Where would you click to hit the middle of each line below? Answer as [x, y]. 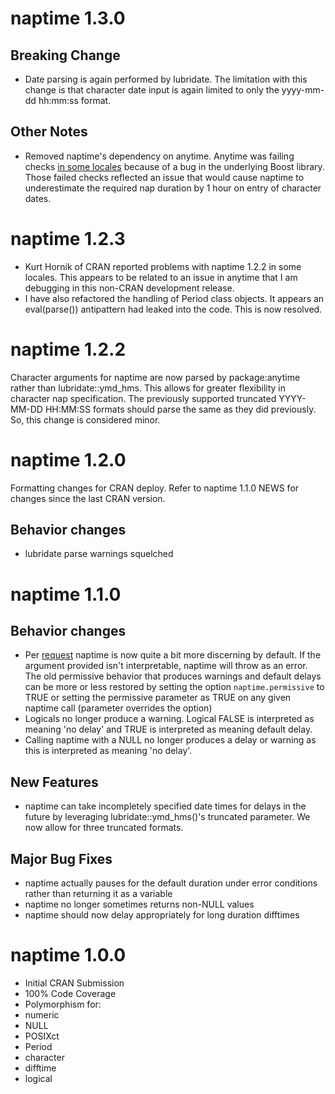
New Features [54, 782]
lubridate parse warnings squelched [99, 554]
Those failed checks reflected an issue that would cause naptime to [164, 177]
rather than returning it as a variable [98, 894]
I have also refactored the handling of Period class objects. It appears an [174, 298]
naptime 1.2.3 [68, 239]
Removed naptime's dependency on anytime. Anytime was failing [159, 156]
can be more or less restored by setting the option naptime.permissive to [174, 687]
